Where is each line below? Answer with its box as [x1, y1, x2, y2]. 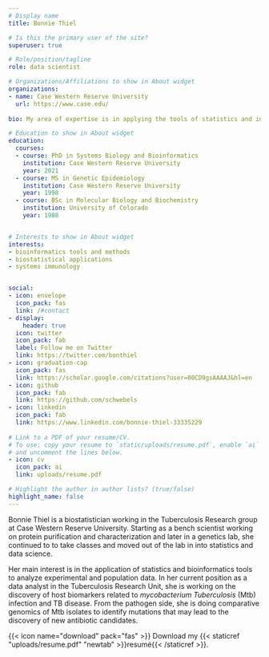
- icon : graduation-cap [8, 359, 88, 367]
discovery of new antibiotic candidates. [8, 615, 139, 625]
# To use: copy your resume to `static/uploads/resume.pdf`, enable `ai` [8, 440, 260, 449]
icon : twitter [15, 329, 62, 337]
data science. [8, 549, 54, 558]
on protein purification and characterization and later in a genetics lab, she [8, 531, 255, 541]
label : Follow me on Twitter [15, 344, 113, 352]
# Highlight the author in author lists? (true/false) [8, 485, 195, 493]
